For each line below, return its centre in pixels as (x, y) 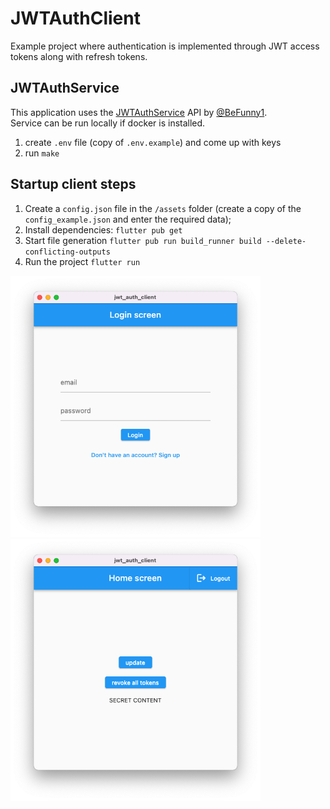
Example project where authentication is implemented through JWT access (165, 46)
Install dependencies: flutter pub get (103, 229)
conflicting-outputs (67, 252)
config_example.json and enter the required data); (128, 219)
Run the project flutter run (82, 261)
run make (42, 153)
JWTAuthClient (75, 18)
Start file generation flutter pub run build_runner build (143, 240)
